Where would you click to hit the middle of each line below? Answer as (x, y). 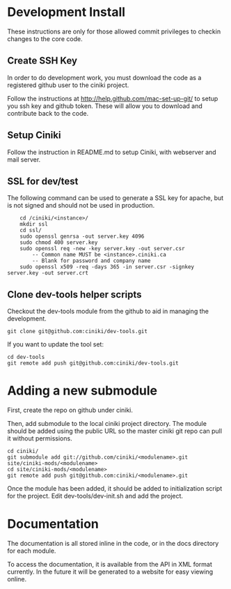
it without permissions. (40, 438)
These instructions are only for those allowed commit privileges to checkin (114, 31)
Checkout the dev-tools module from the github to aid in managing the (108, 312)
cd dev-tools (26, 357)
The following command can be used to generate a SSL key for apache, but (115, 198)
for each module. (32, 551)
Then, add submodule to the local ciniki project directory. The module (107, 424)
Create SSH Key (42, 61)
